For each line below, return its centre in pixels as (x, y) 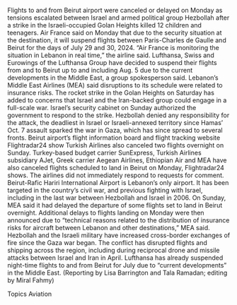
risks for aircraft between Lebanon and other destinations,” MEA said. (109, 228)
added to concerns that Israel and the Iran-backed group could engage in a (117, 100)
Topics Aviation (30, 294)
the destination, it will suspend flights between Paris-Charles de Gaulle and (117, 40)
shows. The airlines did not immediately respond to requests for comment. (116, 175)
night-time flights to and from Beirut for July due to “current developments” (117, 265)
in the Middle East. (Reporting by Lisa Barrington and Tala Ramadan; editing (117, 273)
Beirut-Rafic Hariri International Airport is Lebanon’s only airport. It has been (118, 183)
